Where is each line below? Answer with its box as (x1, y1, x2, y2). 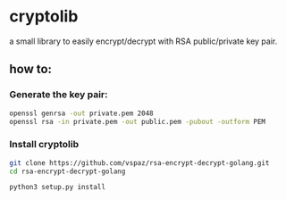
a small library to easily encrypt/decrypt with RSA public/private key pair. (9, 36, 278, 46)
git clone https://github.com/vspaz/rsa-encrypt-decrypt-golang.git (9, 158, 270, 167)
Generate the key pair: (9, 88, 108, 101)
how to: (9, 62, 52, 77)
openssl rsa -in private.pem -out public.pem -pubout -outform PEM (9, 117, 266, 126)
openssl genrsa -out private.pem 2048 (9, 109, 154, 118)
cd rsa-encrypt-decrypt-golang (9, 167, 126, 176)
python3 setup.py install (9, 183, 105, 192)
